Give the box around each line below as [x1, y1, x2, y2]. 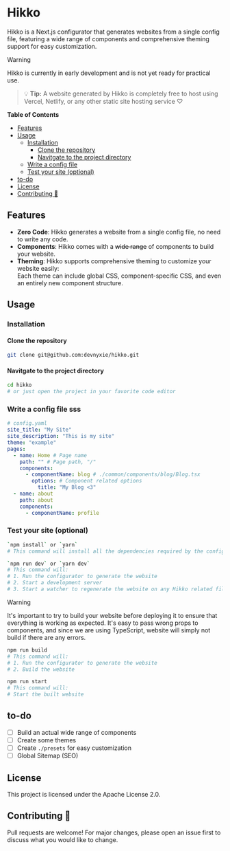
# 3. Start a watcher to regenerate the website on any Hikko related [7, 586, 213, 593]
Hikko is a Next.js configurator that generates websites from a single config [7, 27, 220, 36]
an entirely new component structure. [16, 278, 123, 287]
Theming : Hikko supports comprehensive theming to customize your [16, 256, 212, 265]
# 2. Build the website [7, 665, 75, 673]
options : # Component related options [31, 478, 142, 485]
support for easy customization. [7, 42, 97, 50]
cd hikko [7, 382, 32, 389]
